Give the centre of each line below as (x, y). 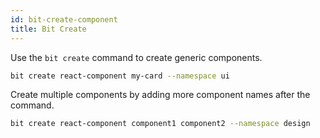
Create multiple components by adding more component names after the (160, 95)
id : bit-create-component (64, 19)
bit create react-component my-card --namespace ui (120, 76)
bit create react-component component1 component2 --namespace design (160, 124)
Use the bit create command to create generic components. (136, 57)
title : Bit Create (48, 29)
